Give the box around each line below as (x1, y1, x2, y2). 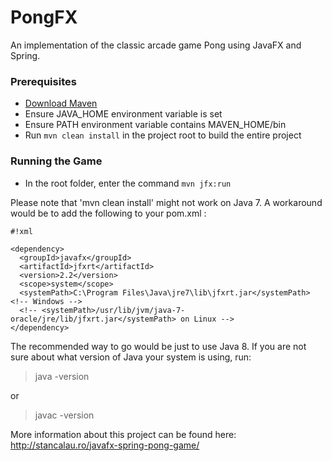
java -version (34, 370, 90, 382)
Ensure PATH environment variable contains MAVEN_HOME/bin (24, 119, 287, 131)
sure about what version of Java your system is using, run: (10, 351, 252, 363)
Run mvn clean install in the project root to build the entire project (24, 129, 302, 141)
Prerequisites (10, 74, 77, 88)
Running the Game (10, 154, 103, 168)
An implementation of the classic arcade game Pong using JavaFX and (10, 39, 302, 51)
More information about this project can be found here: (10, 428, 237, 440)
